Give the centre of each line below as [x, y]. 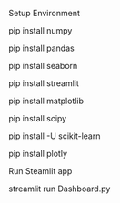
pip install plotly [38, 154]
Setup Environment [45, 13]
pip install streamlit [44, 83]
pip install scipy [38, 118]
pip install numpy [40, 30]
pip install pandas [41, 48]
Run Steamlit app [40, 171]
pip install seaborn [43, 66]
